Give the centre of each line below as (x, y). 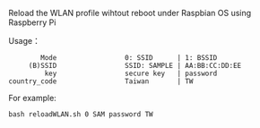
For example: (33, 98)
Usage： (25, 41)
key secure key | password (131, 73)
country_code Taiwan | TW (101, 81)
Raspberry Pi (32, 22)
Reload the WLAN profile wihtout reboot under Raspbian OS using (130, 13)
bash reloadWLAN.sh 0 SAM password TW (81, 115)
